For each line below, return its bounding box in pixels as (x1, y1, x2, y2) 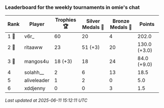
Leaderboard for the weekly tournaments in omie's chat (5, 4, 140, 11)
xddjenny (24, 85, 45, 92)
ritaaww (24, 44, 43, 51)
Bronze (112, 18, 130, 24)
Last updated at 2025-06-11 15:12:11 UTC (5, 97, 88, 104)
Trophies (55, 17, 77, 23)
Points (139, 21, 155, 27)
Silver (86, 18, 100, 24)
